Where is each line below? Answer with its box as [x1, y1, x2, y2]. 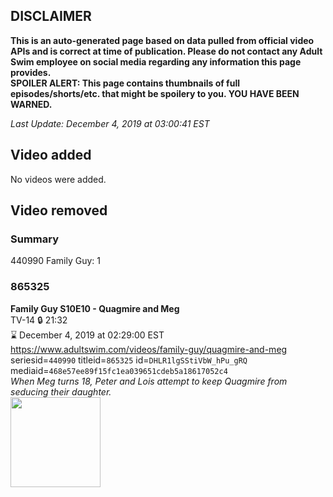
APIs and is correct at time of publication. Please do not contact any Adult [10, 45, 323, 57]
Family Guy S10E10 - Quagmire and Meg [10, 302, 180, 314]
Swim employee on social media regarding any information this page [10, 55, 302, 68]
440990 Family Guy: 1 [10, 255, 102, 267]
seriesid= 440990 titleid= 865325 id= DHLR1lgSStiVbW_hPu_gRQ [10, 354, 248, 366]
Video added [10, 147, 92, 164]
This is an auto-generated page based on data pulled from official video [10, 34, 315, 46]
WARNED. [10, 98, 53, 110]
